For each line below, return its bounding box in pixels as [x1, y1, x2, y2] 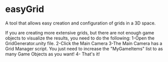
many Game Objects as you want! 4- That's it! [5, 51, 100, 57]
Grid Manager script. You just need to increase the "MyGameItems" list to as [5, 45, 163, 51]
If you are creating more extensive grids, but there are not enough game [5, 29, 154, 35]
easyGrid [5, 3, 44, 15]
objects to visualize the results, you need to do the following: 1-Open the [5, 35, 154, 41]
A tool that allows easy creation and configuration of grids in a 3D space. [5, 20, 156, 26]
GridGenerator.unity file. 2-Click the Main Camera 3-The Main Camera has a [5, 40, 162, 46]
